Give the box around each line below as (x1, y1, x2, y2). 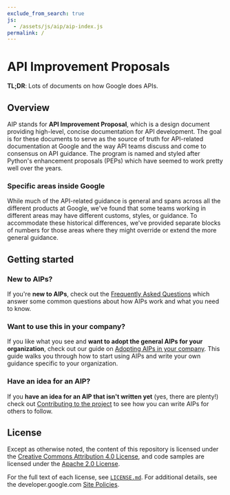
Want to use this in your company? (7, 321, 126, 331)
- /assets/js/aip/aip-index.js (13, 23, 103, 30)
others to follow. (7, 407, 53, 415)
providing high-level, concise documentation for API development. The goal (7, 128, 222, 135)
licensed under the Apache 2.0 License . (7, 460, 121, 468)
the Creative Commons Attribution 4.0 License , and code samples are (7, 452, 205, 461)
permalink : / (7, 29, 45, 37)
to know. (7, 304, 32, 312)
